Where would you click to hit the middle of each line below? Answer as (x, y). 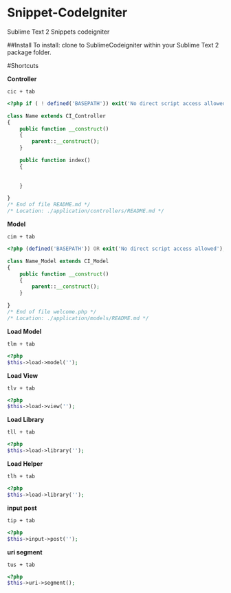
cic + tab (21, 91)
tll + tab (21, 432)
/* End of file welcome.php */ (52, 312)
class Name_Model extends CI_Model (58, 261)
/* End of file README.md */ (49, 205)
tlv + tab (21, 388)
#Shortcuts (23, 65)
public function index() (55, 160)
